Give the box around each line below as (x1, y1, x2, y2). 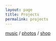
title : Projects (5, 12, 39, 17)
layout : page (5, 7, 33, 12)
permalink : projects (5, 16, 49, 21)
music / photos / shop (5, 30, 51, 36)
